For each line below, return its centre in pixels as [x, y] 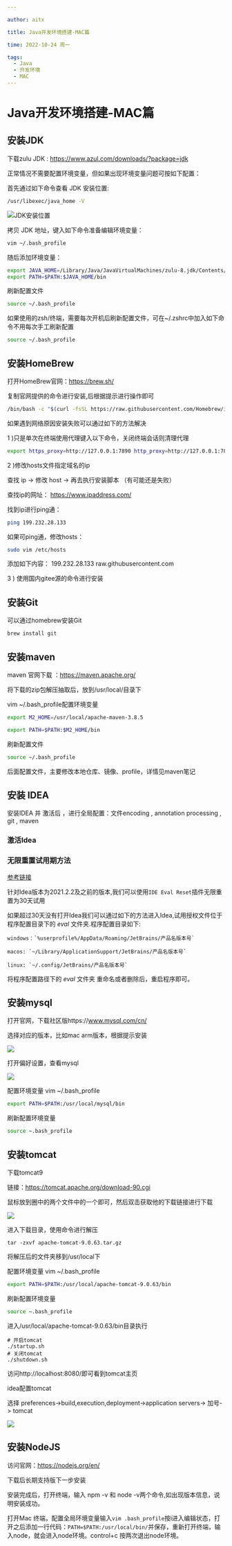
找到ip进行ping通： [34, 509]
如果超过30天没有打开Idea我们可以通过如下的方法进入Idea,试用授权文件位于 [115, 915]
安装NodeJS [34, 1447]
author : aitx [26, 19]
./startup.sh [26, 1346]
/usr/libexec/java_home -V [46, 201]
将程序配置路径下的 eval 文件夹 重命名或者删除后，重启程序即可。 [100, 978]
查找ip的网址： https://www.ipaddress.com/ [69, 494]
